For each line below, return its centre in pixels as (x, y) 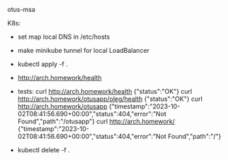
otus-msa (21, 10)
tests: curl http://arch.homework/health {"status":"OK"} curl (105, 91)
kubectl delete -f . (44, 150)
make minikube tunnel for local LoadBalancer (84, 50)
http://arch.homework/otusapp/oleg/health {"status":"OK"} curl (110, 99)
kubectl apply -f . (43, 64)
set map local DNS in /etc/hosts (64, 37)
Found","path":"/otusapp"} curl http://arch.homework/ (96, 121)
